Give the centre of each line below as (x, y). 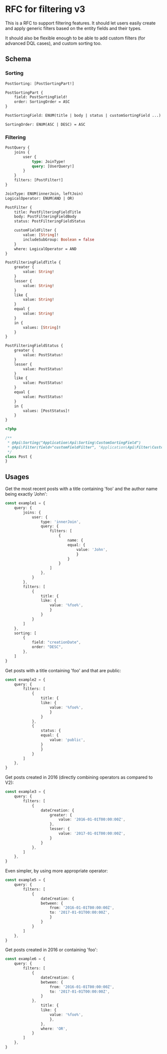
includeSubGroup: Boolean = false (59, 240)
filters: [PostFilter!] (39, 180)
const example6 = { (25, 959)
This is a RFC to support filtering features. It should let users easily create (80, 23)
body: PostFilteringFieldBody (45, 217)
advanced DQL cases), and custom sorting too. (53, 43)
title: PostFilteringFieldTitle (47, 212)
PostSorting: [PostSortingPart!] (40, 83)
